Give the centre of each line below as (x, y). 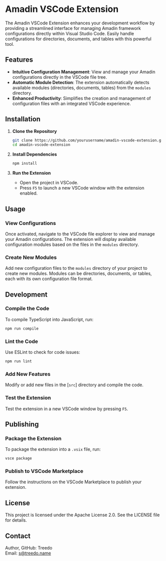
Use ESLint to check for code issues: (43, 352)
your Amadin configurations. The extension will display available (71, 239)
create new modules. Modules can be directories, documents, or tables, (79, 274)
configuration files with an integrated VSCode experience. (72, 104)
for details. (16, 520)
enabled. (29, 193)
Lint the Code (22, 341)
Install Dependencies (34, 154)
